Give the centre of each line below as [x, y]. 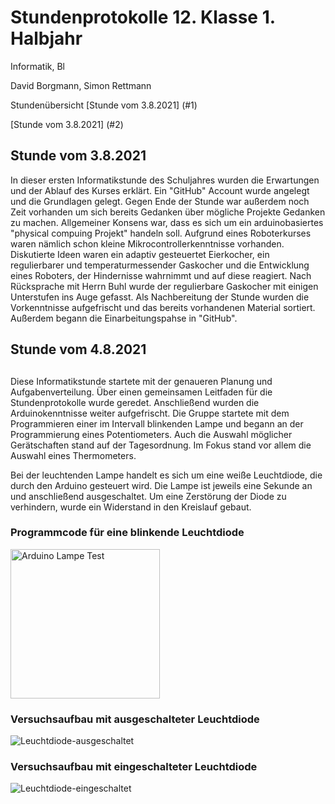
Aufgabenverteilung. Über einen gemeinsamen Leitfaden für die [141, 392]
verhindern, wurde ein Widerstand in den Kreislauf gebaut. [131, 507]
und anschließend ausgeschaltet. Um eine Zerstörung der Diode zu [148, 496]
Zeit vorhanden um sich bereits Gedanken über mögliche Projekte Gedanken [168, 212]
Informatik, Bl [37, 66]
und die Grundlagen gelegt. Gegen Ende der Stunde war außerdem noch [160, 201]
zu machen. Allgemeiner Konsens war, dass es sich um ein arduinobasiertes [167, 222]
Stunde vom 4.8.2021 [78, 349]
